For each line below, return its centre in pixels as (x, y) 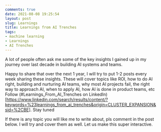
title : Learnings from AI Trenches (41, 28)
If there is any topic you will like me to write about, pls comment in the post (80, 119)
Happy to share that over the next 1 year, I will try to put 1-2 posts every (76, 73)
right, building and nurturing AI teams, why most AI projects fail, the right (77, 84)
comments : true (20, 9)
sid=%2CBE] (18, 110)
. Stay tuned (42, 110)
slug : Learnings (21, 23)
